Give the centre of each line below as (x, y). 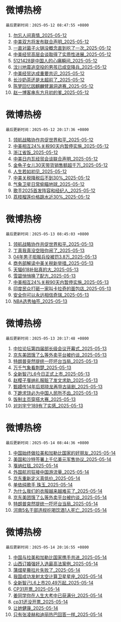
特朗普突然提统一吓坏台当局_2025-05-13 (55, 361)
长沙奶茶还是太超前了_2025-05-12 (49, 80)
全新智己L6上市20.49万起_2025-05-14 (53, 582)
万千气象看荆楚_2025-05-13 (42, 367)
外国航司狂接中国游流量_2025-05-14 (51, 472)
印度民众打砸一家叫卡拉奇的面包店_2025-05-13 (62, 288)
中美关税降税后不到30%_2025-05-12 (51, 178)
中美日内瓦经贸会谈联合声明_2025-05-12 (55, 158)
